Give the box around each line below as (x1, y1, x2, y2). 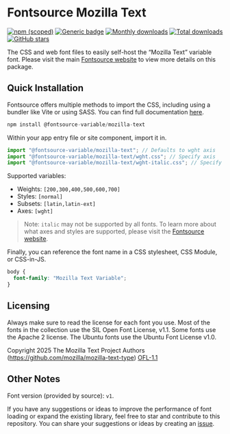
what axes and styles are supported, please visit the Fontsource (23, 227, 205, 235)
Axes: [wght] (16, 207, 53, 215)
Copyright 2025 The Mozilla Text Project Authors (7, 346, 145, 354)
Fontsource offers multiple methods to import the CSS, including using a (7, 101, 211, 109)
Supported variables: (7, 172, 66, 180)
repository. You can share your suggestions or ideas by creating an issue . (7, 419, 215, 427)
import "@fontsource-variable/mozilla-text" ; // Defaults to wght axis (7, 146, 216, 153)
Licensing (7, 300, 50, 312)
